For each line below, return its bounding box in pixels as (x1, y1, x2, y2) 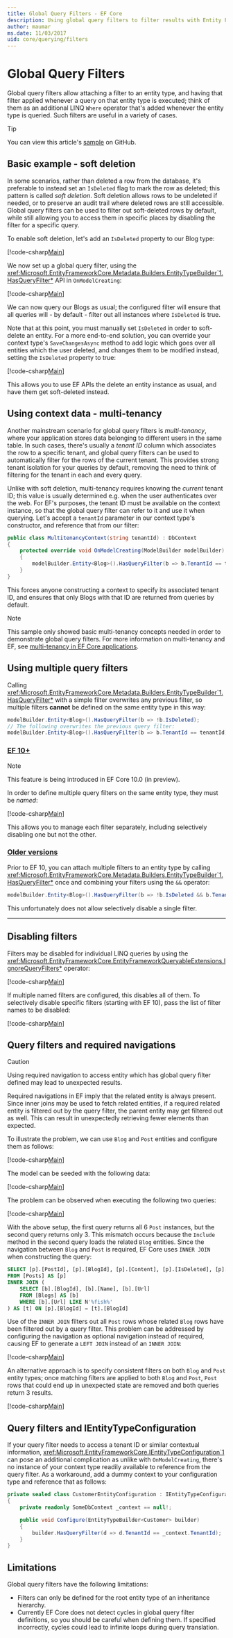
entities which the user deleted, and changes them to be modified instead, (7, 345, 220, 354)
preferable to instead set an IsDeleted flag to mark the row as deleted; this (7, 183, 221, 192)
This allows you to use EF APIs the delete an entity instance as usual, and (7, 380, 217, 388)
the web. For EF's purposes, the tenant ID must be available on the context (7, 498, 221, 507)
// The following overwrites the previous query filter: (7, 723, 175, 730)
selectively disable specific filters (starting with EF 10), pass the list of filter (7, 998, 221, 1006)
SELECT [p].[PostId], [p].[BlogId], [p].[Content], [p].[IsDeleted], (7, 1266, 213, 1273)
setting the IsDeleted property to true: (7, 353, 116, 361)
